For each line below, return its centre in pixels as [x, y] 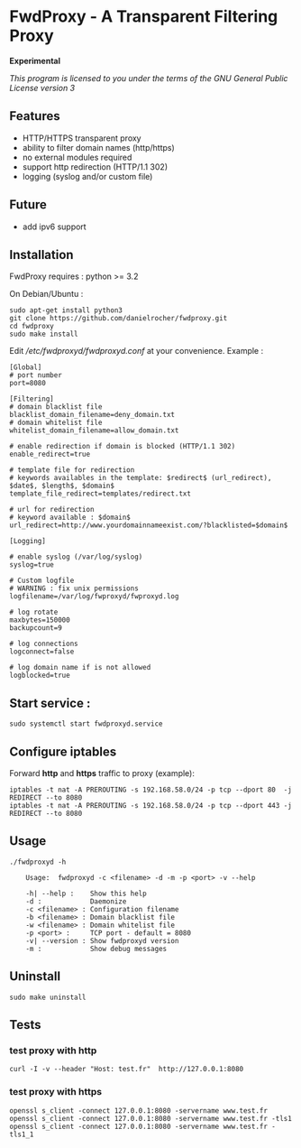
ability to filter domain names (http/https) [99, 147]
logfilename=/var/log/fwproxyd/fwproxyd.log [94, 597]
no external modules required [77, 157]
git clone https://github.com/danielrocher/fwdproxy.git [119, 319]
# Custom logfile [42, 581]
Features [35, 116]
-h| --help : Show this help [86, 893]
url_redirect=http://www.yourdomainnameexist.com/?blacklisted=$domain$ [149, 525]
